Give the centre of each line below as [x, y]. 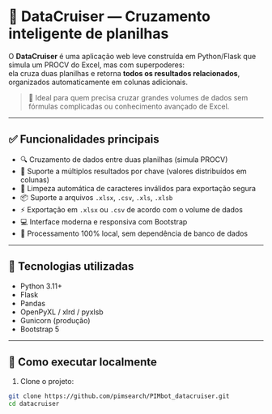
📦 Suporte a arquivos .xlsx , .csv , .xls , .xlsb [96, 197]
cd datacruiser [34, 404]
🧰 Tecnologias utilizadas [71, 267]
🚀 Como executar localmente [83, 362]
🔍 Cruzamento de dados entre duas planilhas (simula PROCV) [124, 159]
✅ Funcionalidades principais [84, 140]
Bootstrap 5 [40, 329]
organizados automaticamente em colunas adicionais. [98, 82]
